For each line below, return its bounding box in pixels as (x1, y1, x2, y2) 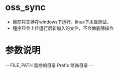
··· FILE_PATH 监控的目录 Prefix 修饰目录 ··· (5, 62, 93, 68)
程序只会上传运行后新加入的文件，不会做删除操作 (12, 25, 114, 31)
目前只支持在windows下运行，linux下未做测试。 (12, 19, 111, 25)
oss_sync (5, 2, 46, 13)
